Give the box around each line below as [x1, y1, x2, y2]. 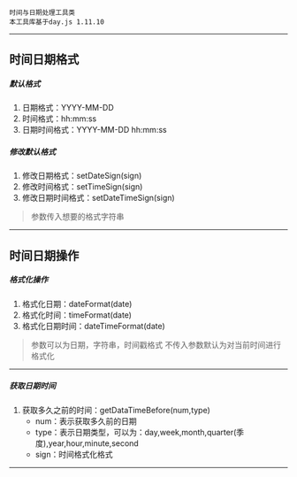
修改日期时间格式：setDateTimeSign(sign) [21, 193, 175, 204]
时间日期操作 [9, 248, 80, 263]
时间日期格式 [9, 52, 80, 67]
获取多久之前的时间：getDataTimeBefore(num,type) [21, 404, 210, 415]
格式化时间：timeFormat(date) [21, 309, 133, 320]
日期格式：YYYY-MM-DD [21, 103, 115, 113]
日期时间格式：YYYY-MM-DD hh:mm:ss [21, 125, 167, 135]
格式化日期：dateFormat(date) [21, 298, 133, 309]
